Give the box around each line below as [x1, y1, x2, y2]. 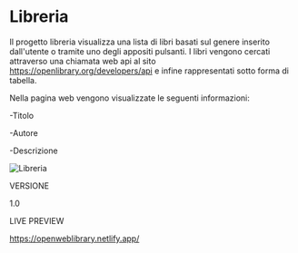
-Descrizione [9, 145, 58, 156]
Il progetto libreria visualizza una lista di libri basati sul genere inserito [9, 36, 271, 47]
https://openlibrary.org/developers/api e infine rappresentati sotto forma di [9, 65, 289, 76]
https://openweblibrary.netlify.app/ [9, 233, 140, 244]
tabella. [9, 74, 37, 85]
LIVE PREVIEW [9, 215, 65, 226]
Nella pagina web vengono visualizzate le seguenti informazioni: [9, 92, 250, 103]
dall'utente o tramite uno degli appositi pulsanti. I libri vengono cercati [9, 45, 271, 56]
